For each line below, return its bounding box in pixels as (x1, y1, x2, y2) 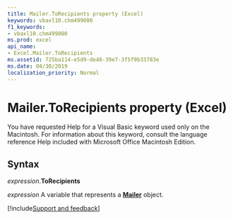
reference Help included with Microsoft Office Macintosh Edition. (7, 138, 196, 146)
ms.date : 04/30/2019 (7, 63, 68, 70)
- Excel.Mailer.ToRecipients (7, 50, 93, 57)
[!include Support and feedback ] (7, 204, 100, 213)
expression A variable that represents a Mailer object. (7, 191, 164, 199)
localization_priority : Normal (7, 69, 100, 76)
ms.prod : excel (7, 37, 52, 44)
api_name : (7, 43, 37, 50)
